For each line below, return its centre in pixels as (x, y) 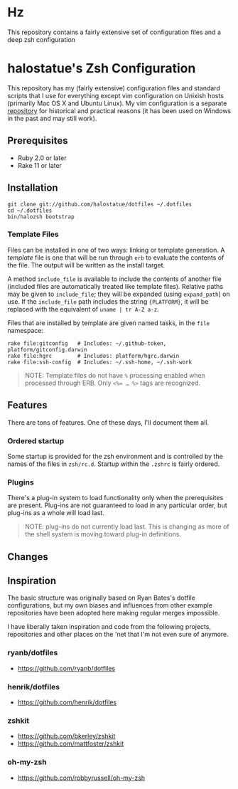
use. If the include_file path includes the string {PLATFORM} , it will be (108, 301)
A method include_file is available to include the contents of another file (114, 279)
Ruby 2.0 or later (42, 158)
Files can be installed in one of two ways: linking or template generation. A (116, 250)
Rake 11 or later (40, 165)
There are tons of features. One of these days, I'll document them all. (108, 422)
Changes (28, 557)
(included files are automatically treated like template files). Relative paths (115, 286)
